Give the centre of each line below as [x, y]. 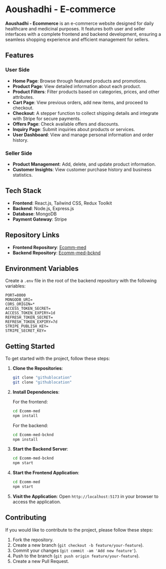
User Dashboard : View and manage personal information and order [83, 135]
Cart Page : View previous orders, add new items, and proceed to [80, 102]
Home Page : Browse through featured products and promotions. [80, 81]
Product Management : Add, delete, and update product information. [84, 164]
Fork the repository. [33, 540]
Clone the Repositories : [38, 369]
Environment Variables [42, 269]
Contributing [26, 518]
